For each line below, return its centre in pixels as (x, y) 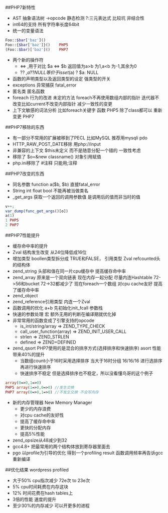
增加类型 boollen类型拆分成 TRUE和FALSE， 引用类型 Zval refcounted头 (86, 259)
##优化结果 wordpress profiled (37, 470)
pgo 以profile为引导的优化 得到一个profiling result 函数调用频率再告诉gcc (88, 453)
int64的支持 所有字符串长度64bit (46, 24)
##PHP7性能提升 (23, 235)
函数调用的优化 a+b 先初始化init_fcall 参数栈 (57, 308)
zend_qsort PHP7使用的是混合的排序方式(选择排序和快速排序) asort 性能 (87, 348)
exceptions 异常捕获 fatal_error (44, 85)
